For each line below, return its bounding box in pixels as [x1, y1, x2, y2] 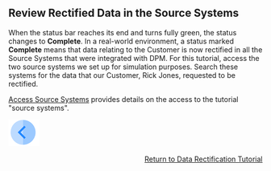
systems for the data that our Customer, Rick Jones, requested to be [8, 70, 236, 79]
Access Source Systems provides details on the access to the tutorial [8, 94, 239, 104]
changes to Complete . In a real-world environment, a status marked [8, 36, 235, 46]
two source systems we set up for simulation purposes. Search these [8, 62, 239, 71]
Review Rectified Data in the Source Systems [8, 6, 240, 20]
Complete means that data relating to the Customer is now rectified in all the [8, 44, 263, 55]
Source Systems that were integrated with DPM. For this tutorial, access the [8, 53, 260, 63]
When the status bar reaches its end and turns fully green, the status [8, 27, 237, 37]
